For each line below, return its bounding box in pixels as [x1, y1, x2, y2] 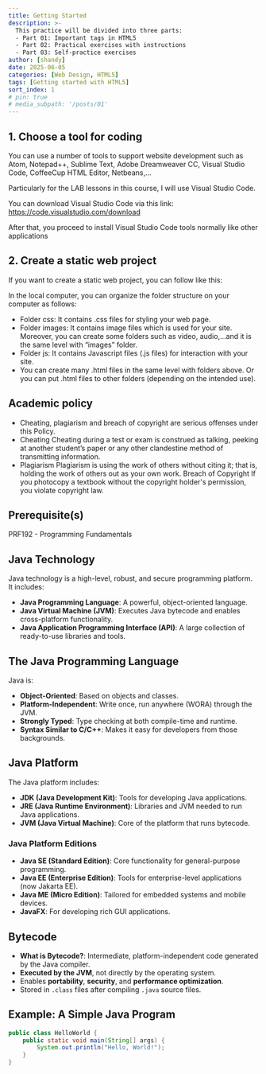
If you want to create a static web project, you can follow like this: [8, 275, 223, 285]
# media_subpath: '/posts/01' [8, 100, 109, 108]
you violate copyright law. [19, 485, 104, 495]
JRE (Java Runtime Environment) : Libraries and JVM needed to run [19, 801, 242, 811]
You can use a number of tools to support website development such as [8, 150, 244, 160]
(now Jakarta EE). [19, 881, 79, 891]
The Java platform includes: [8, 777, 100, 787]
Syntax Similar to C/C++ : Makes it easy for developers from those [19, 725, 238, 734]
